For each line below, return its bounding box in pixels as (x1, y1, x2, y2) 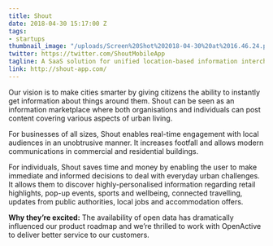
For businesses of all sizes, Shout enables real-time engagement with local (8, 129, 259, 138)
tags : (8, 27, 27, 35)
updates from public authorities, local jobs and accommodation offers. (8, 196, 244, 206)
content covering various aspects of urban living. (8, 113, 173, 123)
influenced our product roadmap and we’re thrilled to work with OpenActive (8, 221, 262, 231)
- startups (8, 34, 45, 43)
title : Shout (8, 11, 53, 20)
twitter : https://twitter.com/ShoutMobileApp (8, 50, 165, 58)
